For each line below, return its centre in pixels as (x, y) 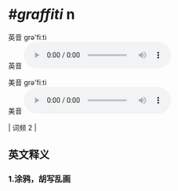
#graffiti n (42, 15)
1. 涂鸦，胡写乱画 (40, 179)
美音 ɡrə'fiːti (27, 82)
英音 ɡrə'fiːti (27, 37)
